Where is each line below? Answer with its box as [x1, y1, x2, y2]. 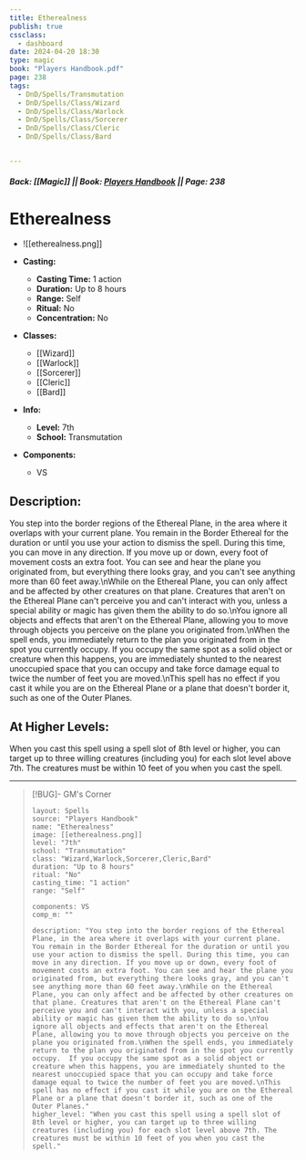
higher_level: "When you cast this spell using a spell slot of [31, 1110, 281, 1119]
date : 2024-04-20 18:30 [9, 47, 100, 57]
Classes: [22, 330, 57, 341]
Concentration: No [36, 312, 109, 324]
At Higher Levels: [9, 718, 109, 735]
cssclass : [9, 30, 47, 39]
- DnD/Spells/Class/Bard [17, 132, 112, 141]
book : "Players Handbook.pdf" [9, 65, 125, 74]
